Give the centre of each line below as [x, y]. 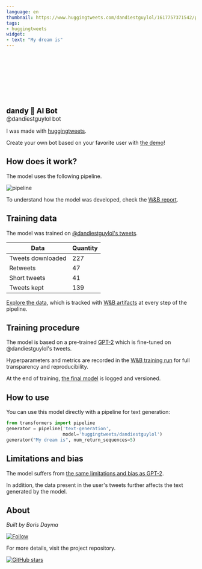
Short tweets [27, 278]
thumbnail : [20, 17]
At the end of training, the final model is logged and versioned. [84, 378]
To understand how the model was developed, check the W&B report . [92, 199]
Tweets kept [26, 287]
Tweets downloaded [38, 258]
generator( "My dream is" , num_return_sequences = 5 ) [71, 440]
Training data [32, 219]
